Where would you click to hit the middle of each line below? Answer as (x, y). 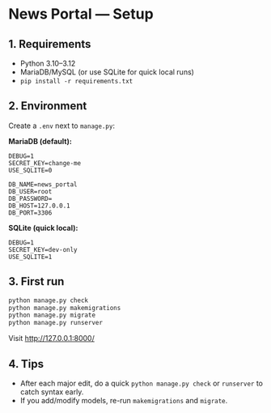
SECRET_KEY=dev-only (43, 249)
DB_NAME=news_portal (43, 184)
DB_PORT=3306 (30, 213)
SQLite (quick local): (43, 228)
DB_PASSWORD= (30, 198)
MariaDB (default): (40, 141)
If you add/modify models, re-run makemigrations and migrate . (124, 400)
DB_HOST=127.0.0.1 (39, 206)
